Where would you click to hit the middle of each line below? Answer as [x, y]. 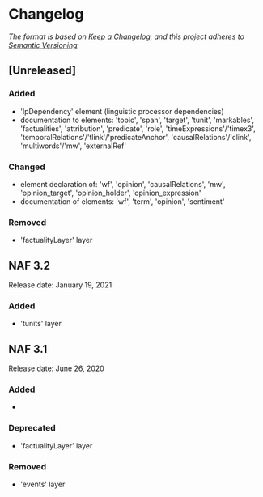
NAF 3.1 [28, 349]
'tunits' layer [41, 324]
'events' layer [42, 484]
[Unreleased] [42, 71]
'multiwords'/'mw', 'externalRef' [73, 146]
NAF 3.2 [30, 265]
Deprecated [32, 428]
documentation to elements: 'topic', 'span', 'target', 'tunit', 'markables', [137, 120]
